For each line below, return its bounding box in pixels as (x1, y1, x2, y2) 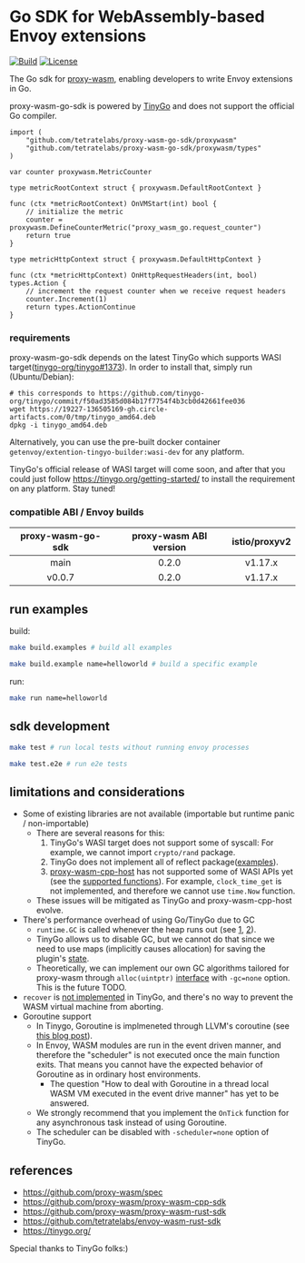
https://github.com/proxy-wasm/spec (22, 1187, 163, 1198)
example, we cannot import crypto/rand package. (49, 847, 236, 858)
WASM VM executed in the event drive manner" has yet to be (49, 1088, 280, 1100)
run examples (9, 601, 89, 617)
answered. (49, 1098, 90, 1109)
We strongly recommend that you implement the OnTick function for (35, 1108, 290, 1119)
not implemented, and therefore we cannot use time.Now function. (49, 885, 296, 896)
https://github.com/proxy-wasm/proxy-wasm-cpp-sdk (22, 1197, 227, 1208)
